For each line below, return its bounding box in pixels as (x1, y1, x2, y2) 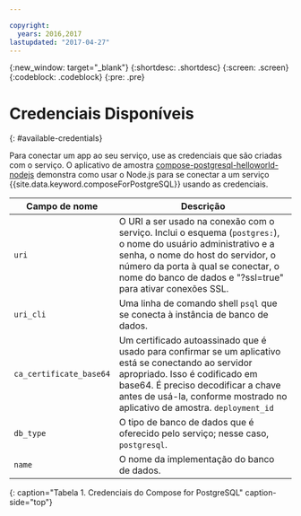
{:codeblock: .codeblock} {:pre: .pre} (9, 72, 145, 83)
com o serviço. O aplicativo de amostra (9, 160, 154, 171)
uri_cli (13, 310, 47, 319)
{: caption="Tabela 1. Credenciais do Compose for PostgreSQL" (9, 487, 244, 498)
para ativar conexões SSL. (118, 283, 229, 295)
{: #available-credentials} (9, 133, 103, 144)
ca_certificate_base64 (13, 369, 110, 380)
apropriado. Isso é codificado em (118, 368, 258, 380)
